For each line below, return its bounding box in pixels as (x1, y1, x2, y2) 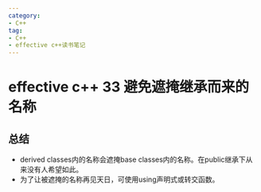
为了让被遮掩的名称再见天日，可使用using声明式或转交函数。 (19, 174, 220, 184)
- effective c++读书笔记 (8, 41, 86, 49)
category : (8, 11, 41, 20)
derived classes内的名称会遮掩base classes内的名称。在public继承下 (19, 155, 247, 164)
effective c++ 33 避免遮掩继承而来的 (8, 78, 249, 96)
